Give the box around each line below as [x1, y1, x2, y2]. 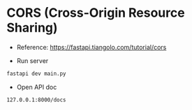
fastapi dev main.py [6, 70, 67, 77]
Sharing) [6, 20, 58, 36]
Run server [16, 56, 49, 64]
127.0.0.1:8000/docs [6, 96, 67, 103]
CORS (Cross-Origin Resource [6, 5, 186, 21]
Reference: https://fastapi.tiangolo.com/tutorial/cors [16, 43, 167, 51]
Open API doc [16, 83, 57, 91]
